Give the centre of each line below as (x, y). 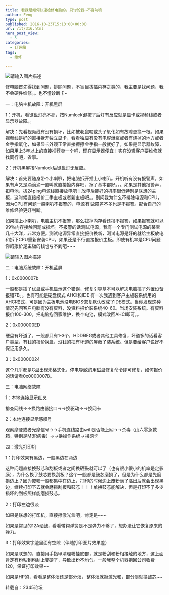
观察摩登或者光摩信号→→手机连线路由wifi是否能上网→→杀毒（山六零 (77, 430)
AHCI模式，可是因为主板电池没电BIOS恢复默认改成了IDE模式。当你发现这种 (83, 302)
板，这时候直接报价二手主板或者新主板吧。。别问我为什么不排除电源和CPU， (84, 197)
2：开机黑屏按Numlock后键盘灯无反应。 (47, 168)
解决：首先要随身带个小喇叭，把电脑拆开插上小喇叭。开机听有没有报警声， (82, 179)
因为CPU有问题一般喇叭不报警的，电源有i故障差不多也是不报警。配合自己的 (83, 204)
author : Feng (19, 15)
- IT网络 (18, 47)
